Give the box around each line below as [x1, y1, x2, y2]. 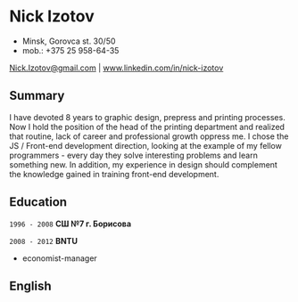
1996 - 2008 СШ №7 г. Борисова [9, 218, 132, 229]
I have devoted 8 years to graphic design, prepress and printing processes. [9, 111, 286, 122]
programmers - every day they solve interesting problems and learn [9, 150, 259, 160]
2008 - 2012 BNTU [9, 235, 79, 246]
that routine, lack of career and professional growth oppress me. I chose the [9, 131, 289, 142]
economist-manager [21, 252, 98, 264]
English [9, 278, 52, 293]
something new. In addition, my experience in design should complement [9, 159, 278, 170]
